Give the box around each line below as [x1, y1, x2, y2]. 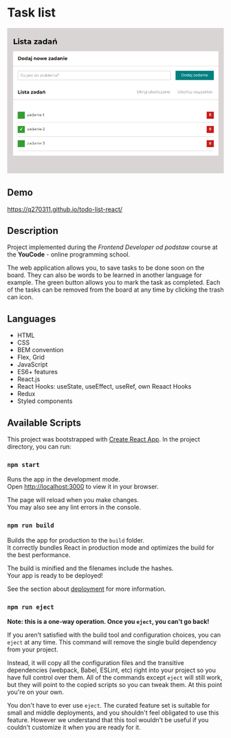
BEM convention [16, 346, 64, 354]
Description [7, 225, 58, 237]
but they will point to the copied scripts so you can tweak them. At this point [7, 680, 222, 688]
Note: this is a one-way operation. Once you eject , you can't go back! [7, 617, 210, 625]
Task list [7, 5, 56, 21]
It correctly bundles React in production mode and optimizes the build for [7, 543, 214, 552]
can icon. [7, 293, 34, 301]
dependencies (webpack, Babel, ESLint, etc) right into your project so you [7, 666, 217, 674]
